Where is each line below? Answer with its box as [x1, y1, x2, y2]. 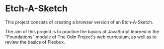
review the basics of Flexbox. [5, 39, 66, 45]
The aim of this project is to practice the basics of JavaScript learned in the [5, 28, 160, 34]
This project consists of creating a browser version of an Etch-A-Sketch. [5, 19, 153, 25]
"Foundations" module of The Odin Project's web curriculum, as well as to [5, 34, 157, 40]
